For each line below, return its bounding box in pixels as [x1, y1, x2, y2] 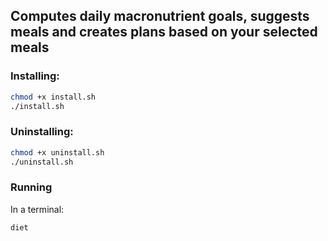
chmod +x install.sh [10, 92, 97, 102]
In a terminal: [10, 203, 65, 215]
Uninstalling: [10, 125, 74, 139]
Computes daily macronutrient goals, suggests [10, 8, 310, 25]
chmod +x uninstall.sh [10, 147, 105, 158]
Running [10, 180, 53, 194]
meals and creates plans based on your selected [10, 24, 318, 41]
